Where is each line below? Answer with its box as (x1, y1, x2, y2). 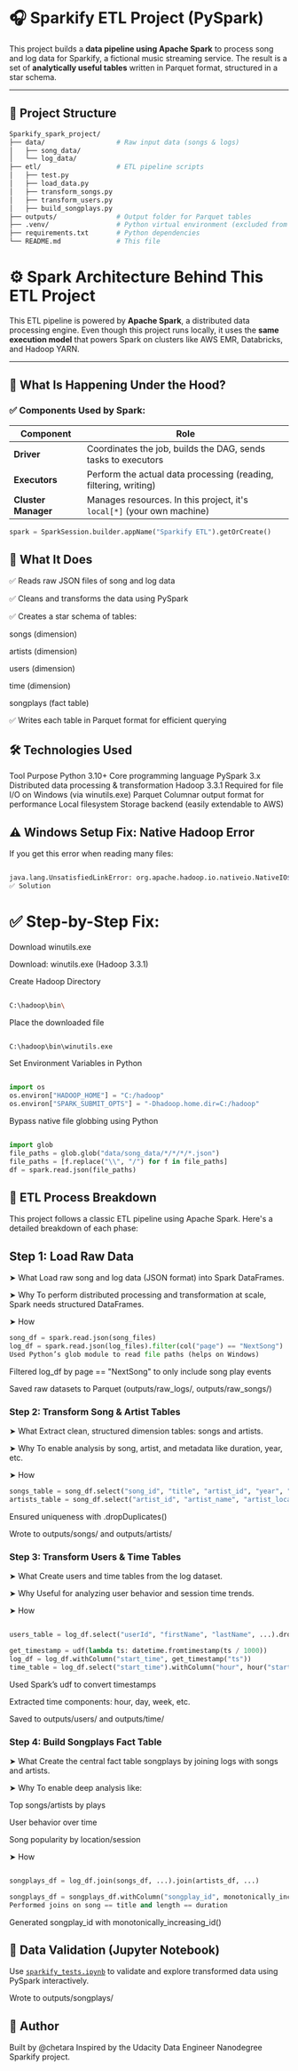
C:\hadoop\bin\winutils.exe (9, 1042, 114, 1051)
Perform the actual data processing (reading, (86, 468, 274, 480)
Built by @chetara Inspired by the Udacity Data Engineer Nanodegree (9, 2043, 263, 2053)
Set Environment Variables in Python (9, 1058, 143, 1069)
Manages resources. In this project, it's (86, 494, 248, 506)
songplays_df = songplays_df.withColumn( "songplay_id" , (9, 1892, 220, 1901)
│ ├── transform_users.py (9, 196, 114, 205)
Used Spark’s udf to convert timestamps (9, 1679, 157, 1690)
